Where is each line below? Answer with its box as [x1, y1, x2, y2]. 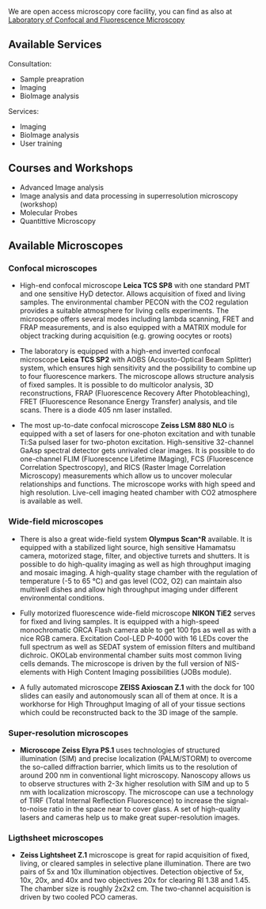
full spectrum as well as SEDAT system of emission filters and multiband [19, 642, 256, 651]
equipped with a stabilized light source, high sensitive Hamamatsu [19, 542, 236, 552]
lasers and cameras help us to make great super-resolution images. [19, 812, 240, 822]
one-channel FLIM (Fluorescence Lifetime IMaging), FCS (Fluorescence [19, 454, 254, 464]
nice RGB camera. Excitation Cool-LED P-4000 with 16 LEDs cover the [19, 633, 249, 643]
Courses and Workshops [8, 161, 133, 175]
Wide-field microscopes [8, 516, 104, 527]
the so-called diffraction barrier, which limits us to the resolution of [19, 762, 237, 771]
